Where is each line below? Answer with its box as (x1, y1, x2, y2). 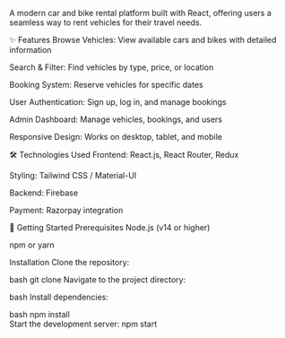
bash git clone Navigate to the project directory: (9, 274, 186, 285)
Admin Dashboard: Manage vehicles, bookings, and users (9, 114, 222, 125)
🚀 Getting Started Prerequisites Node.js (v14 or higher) (9, 222, 211, 232)
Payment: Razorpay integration (9, 205, 124, 215)
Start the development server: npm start (9, 318, 158, 329)
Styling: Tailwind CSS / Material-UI (9, 170, 137, 180)
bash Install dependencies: (9, 291, 109, 302)
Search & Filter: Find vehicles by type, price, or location (9, 62, 214, 73)
